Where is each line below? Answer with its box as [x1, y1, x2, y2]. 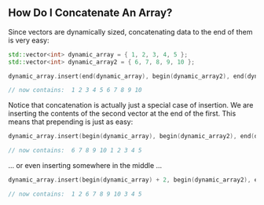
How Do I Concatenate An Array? [8, 6, 173, 20]
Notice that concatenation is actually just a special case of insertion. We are [8, 101, 254, 110]
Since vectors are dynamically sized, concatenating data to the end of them [8, 27, 253, 36]
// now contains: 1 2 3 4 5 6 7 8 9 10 [8, 86, 143, 94]
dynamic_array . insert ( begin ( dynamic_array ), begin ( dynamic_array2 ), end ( [8, 133, 255, 141]
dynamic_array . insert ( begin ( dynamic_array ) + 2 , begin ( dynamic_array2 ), [8, 176, 251, 184]
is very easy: [8, 35, 49, 45]
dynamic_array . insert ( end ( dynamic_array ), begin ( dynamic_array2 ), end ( [8, 72, 247, 80]
